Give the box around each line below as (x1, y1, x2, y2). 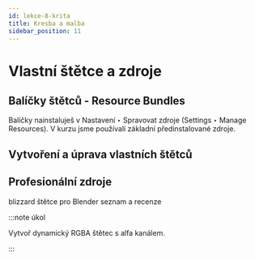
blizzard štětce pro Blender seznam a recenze (8, 196, 162, 207)
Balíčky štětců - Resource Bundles (8, 94, 186, 108)
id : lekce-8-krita (8, 11, 70, 20)
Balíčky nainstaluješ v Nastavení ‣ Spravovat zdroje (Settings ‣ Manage (8, 115, 247, 126)
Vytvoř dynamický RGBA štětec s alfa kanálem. (8, 228, 166, 237)
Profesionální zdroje (8, 175, 112, 189)
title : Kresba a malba (8, 19, 85, 28)
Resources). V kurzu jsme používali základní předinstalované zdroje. (8, 124, 236, 134)
